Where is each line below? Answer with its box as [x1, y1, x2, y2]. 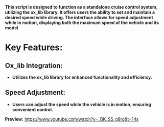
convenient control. [12, 106, 53, 112]
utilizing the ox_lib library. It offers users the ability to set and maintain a [5, 9, 155, 15]
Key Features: [5, 42, 63, 53]
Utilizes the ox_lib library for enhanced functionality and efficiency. [12, 74, 153, 80]
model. [5, 25, 20, 31]
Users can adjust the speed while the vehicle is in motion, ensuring [12, 101, 152, 107]
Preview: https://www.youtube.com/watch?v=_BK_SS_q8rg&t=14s [5, 116, 139, 122]
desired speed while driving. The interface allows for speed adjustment [5, 15, 153, 20]
